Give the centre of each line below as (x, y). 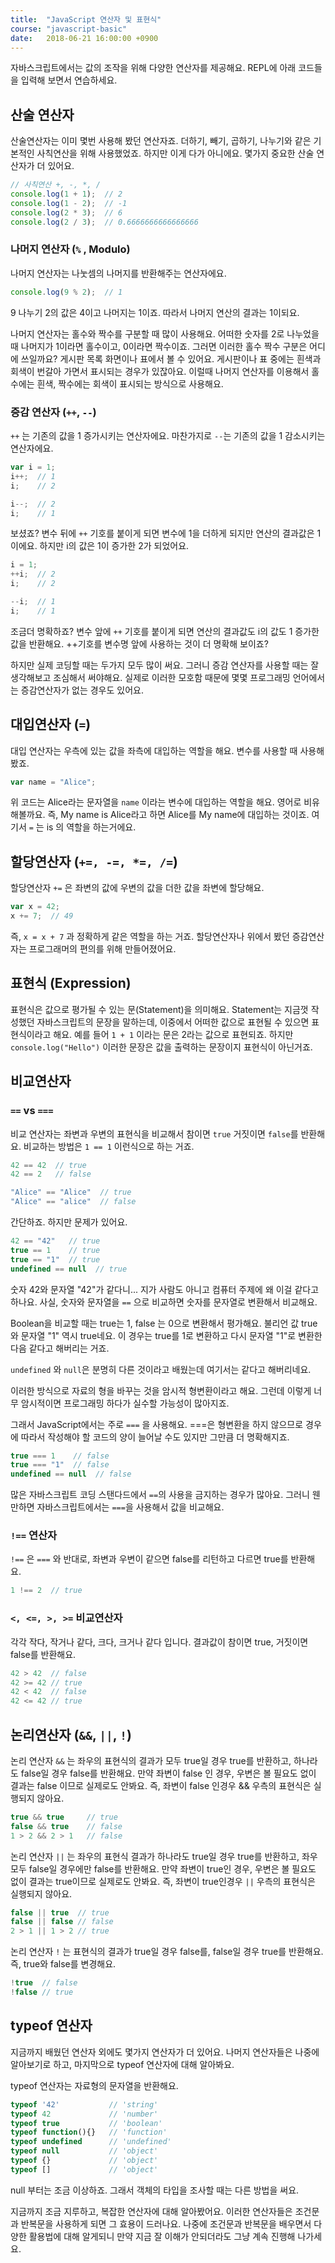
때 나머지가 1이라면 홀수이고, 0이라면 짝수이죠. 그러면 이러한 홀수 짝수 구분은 (159, 346)
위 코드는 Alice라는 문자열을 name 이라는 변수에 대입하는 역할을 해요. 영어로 (156, 802)
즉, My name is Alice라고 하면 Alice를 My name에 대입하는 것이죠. (178, 815)
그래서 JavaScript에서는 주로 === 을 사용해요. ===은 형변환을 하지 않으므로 (157, 1424)
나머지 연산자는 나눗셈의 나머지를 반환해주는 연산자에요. (118, 273)
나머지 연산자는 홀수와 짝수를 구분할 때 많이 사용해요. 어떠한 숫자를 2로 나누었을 (165, 333)
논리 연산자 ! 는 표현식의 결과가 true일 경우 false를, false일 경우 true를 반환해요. (167, 1952)
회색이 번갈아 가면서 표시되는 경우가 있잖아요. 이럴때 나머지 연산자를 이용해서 (160, 371)
